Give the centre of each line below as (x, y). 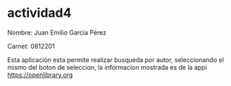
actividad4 (39, 13)
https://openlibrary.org (40, 75)
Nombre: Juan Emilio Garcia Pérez (57, 32)
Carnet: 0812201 (31, 46)
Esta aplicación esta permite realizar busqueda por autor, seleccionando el (115, 60)
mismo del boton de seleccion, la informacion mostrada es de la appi (107, 67)
